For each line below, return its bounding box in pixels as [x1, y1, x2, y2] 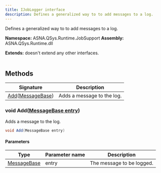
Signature [19, 84, 43, 91]
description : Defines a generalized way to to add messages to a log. [5, 12, 154, 17]
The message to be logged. [89, 159, 154, 166]
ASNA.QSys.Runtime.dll [5, 40, 53, 46]
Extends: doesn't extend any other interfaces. [5, 50, 99, 56]
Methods [5, 69, 34, 78]
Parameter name [45, 151, 85, 158]
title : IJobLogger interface [5, 7, 65, 12]
